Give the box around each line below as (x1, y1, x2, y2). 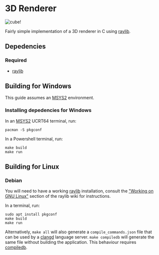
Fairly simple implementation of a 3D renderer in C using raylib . (5, 28, 131, 34)
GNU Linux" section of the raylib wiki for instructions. (5, 193, 111, 199)
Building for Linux (5, 163, 59, 171)
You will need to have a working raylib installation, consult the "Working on (5, 188, 154, 194)
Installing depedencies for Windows (5, 107, 92, 114)
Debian (5, 177, 22, 184)
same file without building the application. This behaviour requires (5, 239, 137, 245)
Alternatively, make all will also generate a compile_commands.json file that (5, 229, 152, 235)
